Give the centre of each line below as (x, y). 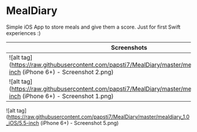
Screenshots (129, 47)
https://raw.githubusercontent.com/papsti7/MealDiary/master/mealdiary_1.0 (99, 117)
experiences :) (23, 33)
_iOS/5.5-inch (23, 123)
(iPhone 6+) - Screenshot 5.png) (79, 123)
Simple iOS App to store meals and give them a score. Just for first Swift (93, 27)
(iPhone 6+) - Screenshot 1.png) (68, 96)
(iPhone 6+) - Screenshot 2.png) (68, 72)
